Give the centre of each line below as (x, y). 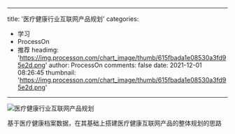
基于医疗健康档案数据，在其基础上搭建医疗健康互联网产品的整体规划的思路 (114, 123)
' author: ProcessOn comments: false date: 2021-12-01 (123, 65)
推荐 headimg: (38, 50)
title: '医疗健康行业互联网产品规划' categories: (73, 19)
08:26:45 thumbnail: (47, 73)
